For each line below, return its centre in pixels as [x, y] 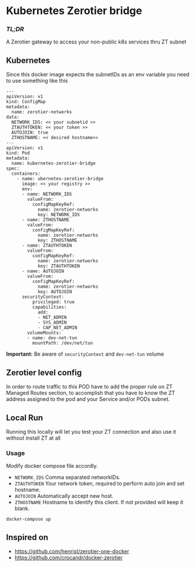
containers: [26, 174]
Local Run [25, 418]
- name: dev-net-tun [52, 338]
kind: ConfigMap [26, 102]
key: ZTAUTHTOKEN [59, 266]
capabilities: [49, 307]
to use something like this [37, 81]
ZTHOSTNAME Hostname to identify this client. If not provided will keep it [99, 502]
